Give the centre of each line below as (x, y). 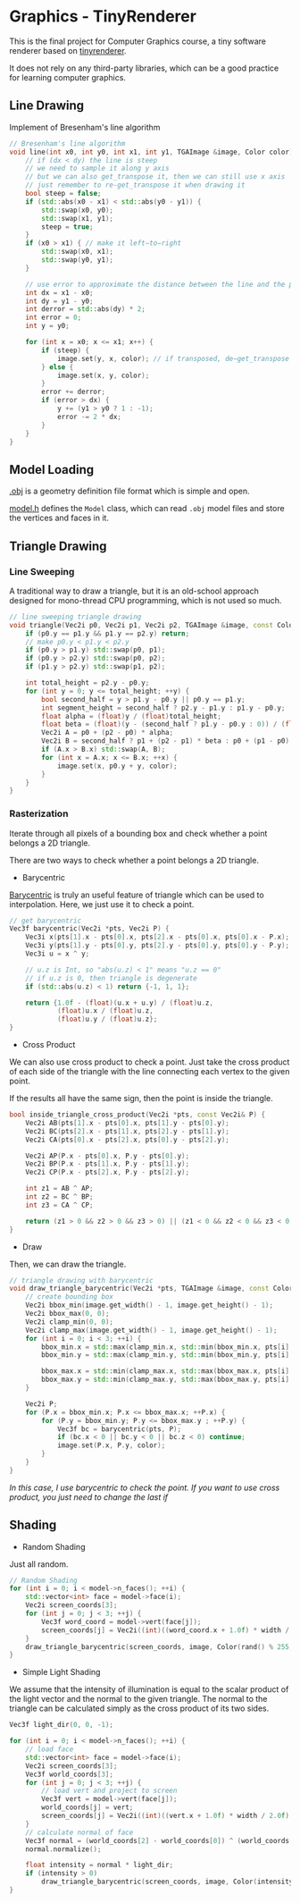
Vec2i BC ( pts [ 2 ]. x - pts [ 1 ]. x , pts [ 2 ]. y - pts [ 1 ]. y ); (128, 1131)
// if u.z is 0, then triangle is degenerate (112, 978)
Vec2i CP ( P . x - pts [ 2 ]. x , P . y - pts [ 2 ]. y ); (108, 1173)
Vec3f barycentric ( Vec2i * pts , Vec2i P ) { (89, 929)
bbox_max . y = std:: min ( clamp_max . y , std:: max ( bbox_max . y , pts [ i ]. (167, 1380)
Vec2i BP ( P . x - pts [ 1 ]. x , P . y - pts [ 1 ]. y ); (108, 1164)
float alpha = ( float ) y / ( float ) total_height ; (131, 716)
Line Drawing (47, 106)
